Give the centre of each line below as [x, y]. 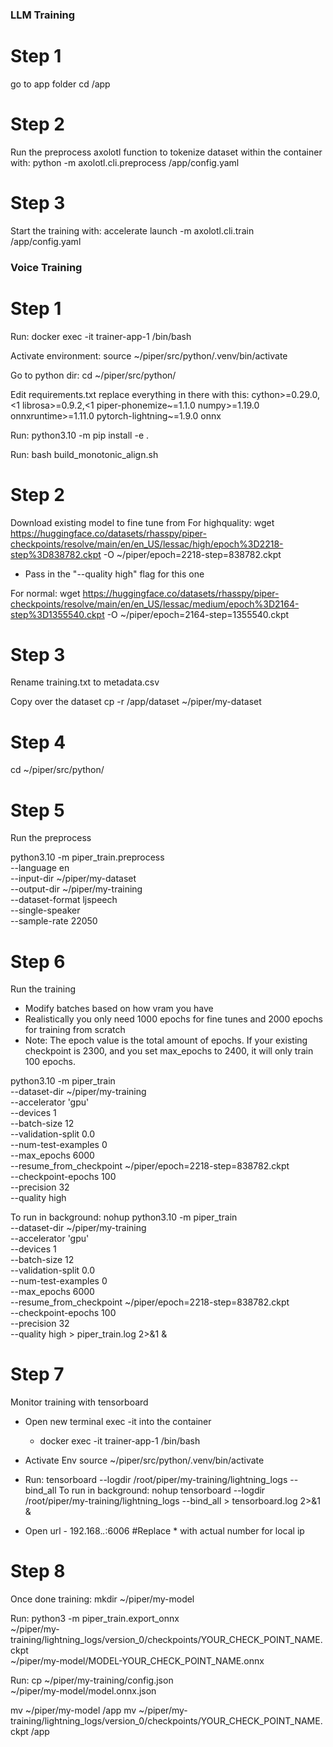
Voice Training [46, 267]
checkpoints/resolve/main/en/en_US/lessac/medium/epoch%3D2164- [155, 604]
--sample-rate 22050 [54, 921]
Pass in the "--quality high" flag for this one [114, 574]
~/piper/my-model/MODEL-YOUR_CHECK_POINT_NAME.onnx [137, 1661]
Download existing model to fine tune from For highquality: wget [142, 522]
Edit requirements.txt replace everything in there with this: [130, 394]
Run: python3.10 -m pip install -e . [80, 435]
